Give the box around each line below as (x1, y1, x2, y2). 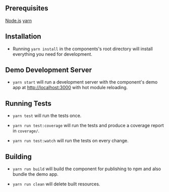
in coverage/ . (12, 128, 39, 134)
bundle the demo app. (12, 171, 59, 177)
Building (5, 152, 32, 161)
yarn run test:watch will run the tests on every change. (12, 138, 129, 144)
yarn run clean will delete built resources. (12, 181, 100, 187)
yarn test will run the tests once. (12, 112, 82, 119)
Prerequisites (5, 4, 48, 13)
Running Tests (5, 99, 51, 108)
